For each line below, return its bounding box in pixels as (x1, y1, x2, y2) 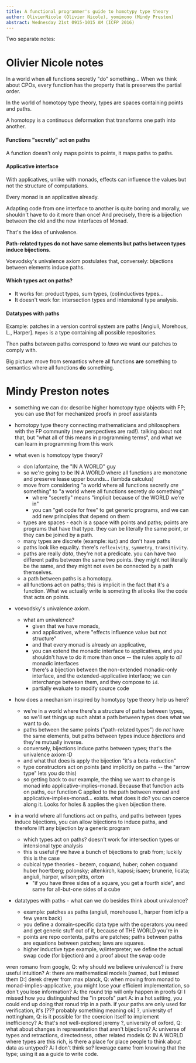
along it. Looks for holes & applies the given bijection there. (23, 801, 167, 808)
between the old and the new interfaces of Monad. (6, 217, 129, 224)
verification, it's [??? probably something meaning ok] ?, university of (6, 1007, 173, 1014)
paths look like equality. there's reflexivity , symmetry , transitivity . (23, 544, 188, 551)
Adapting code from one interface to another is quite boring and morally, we (6, 204, 190, 211)
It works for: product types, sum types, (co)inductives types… (14, 290, 164, 297)
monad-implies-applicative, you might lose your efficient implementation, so (6, 982, 190, 989)
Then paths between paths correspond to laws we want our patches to (6, 340, 177, 347)
